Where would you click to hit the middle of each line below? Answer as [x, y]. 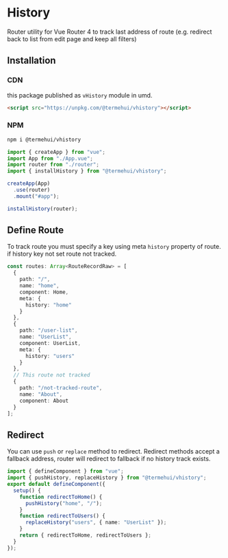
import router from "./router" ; [53, 165]
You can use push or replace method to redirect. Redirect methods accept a [114, 451]
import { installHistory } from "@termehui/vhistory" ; [87, 171]
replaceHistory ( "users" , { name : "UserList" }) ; [96, 523]
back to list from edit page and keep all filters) [72, 38]
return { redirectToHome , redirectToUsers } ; [86, 535]
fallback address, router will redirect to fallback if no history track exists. [109, 459]
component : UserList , [50, 343]
